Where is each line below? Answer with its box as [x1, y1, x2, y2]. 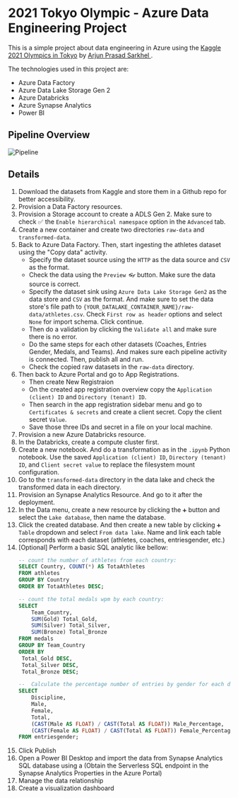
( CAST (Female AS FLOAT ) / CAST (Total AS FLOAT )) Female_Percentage [31, 727, 234, 734]
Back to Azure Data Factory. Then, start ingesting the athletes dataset [18, 240, 222, 249]
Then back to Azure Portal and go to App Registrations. [18, 370, 179, 378]
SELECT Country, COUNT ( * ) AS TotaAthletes [18, 563, 145, 571]
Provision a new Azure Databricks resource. [18, 430, 147, 438]
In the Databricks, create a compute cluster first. [18, 438, 160, 446]
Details [8, 169, 40, 181]
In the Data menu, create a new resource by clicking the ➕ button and [18, 505, 220, 514]
